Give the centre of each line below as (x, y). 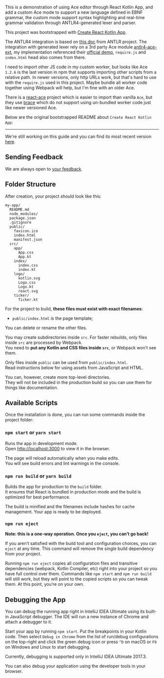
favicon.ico (26, 231)
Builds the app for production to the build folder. (54, 487)
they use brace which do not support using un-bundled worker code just (78, 102)
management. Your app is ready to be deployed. (53, 512)
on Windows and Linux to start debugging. (48, 647)
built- (151, 612)
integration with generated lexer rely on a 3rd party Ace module (69, 47)
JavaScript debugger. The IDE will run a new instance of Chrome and (79, 617)
